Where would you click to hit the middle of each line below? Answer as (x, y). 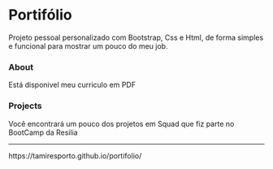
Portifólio (40, 15)
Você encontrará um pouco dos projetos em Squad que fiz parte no (121, 123)
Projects (25, 106)
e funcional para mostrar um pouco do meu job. (88, 45)
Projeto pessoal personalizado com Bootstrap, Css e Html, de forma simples (136, 37)
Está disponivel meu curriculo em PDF (72, 85)
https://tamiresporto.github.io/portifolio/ (75, 155)
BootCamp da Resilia (43, 132)
